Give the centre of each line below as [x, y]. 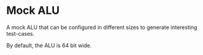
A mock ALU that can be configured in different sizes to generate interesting [102, 27]
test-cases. [20, 33]
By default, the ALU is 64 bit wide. [49, 45]
